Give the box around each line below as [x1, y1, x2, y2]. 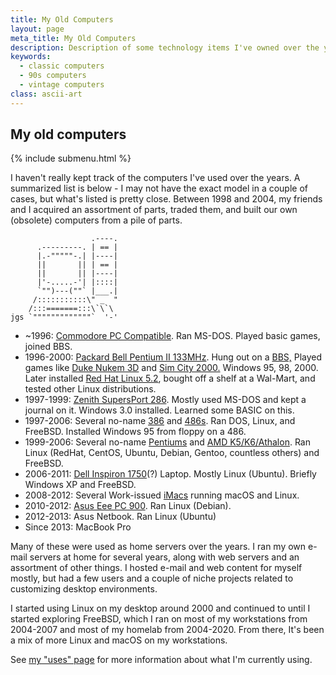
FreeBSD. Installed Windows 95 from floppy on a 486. [24, 426, 247, 438]
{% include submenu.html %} [10, 152, 132, 165]
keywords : [10, 52, 52, 62]
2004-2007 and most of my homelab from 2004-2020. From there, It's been [10, 624, 325, 636]
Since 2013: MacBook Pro [24, 521, 132, 533]
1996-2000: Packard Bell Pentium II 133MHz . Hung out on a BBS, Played [24, 351, 323, 363]
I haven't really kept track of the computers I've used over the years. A [10, 172, 301, 184]
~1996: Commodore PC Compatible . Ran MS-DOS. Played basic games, [24, 330, 321, 342]
